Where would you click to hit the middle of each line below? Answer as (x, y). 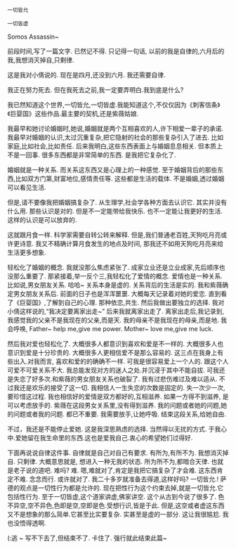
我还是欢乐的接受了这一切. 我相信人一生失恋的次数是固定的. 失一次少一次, (119, 388)
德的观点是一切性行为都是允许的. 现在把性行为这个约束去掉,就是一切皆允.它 (116, 488)
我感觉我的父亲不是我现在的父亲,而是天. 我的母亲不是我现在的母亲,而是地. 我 (117, 320)
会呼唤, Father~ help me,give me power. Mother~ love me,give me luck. (111, 329)
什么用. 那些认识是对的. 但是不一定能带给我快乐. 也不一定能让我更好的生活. (115, 211)
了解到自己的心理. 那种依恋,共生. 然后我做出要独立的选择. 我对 (135, 302)
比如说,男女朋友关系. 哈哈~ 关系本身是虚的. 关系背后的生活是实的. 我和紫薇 (115, 285)
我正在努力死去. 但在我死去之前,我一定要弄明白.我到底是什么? (96, 90)
